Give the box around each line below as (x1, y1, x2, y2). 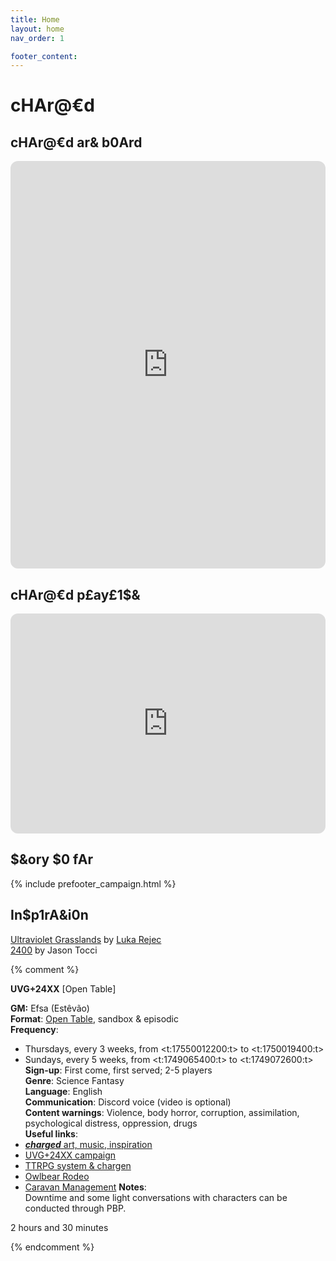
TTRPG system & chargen (24, 1159, 132, 1171)
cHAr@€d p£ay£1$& (10, 586, 141, 603)
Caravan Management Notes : (24, 1181, 147, 1193)
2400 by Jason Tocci (10, 944, 98, 956)
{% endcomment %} (10, 1241, 95, 1253)
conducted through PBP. (24, 1202, 127, 1214)
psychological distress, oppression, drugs (24, 1117, 198, 1129)
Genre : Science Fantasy (24, 1074, 125, 1086)
